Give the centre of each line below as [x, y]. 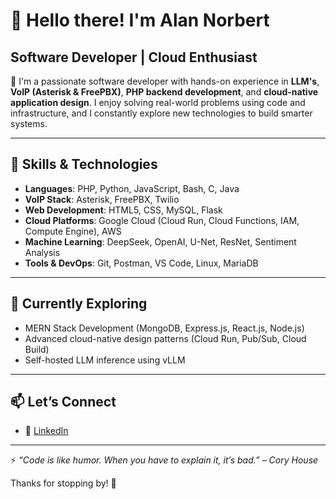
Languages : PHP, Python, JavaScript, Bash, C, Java [132, 188]
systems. [29, 123]
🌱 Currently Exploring [79, 304]
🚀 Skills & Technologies [84, 164]
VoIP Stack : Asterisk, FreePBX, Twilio [102, 199]
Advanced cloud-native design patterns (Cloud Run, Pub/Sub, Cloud [165, 338]
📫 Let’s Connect [63, 402]
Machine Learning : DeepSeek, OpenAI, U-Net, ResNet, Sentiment [160, 241]
